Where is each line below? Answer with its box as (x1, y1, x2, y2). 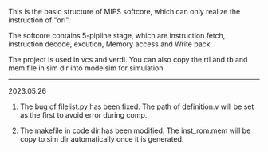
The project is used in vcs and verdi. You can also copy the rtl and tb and (8, 55, 248, 64)
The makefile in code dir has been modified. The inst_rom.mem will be (19, 126, 251, 135)
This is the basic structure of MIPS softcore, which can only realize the (8, 7, 241, 16)
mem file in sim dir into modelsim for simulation (8, 63, 164, 73)
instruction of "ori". (8, 15, 71, 25)
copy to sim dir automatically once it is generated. (19, 134, 184, 143)
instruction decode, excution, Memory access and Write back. (8, 39, 213, 49)
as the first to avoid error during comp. (19, 110, 148, 119)
